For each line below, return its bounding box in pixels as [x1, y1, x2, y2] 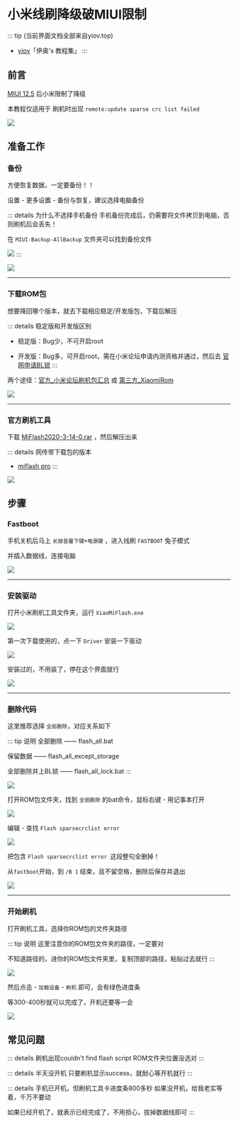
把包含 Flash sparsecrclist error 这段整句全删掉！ [7, 852, 161, 861]
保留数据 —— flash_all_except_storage [7, 752, 120, 760]
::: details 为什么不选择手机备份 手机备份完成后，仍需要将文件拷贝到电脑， [7, 211, 224, 220]
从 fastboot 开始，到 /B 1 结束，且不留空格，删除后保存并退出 [7, 867, 186, 876]
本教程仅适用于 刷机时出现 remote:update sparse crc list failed [7, 104, 200, 113]
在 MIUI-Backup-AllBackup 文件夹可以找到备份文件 [7, 235, 152, 243]
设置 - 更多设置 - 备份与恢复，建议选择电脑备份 [7, 196, 144, 204]
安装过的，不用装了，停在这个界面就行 [7, 665, 119, 674]
